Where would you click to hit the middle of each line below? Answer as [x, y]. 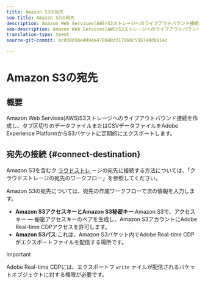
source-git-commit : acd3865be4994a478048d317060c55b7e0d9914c [87, 40]
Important [19, 254]
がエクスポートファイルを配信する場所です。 [71, 242]
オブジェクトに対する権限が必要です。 [59, 274]
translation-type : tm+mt [38, 35]
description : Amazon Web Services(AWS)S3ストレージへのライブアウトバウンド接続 [103, 23]
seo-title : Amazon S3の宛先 [41, 18]
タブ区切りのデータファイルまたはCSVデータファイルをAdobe [100, 126]
